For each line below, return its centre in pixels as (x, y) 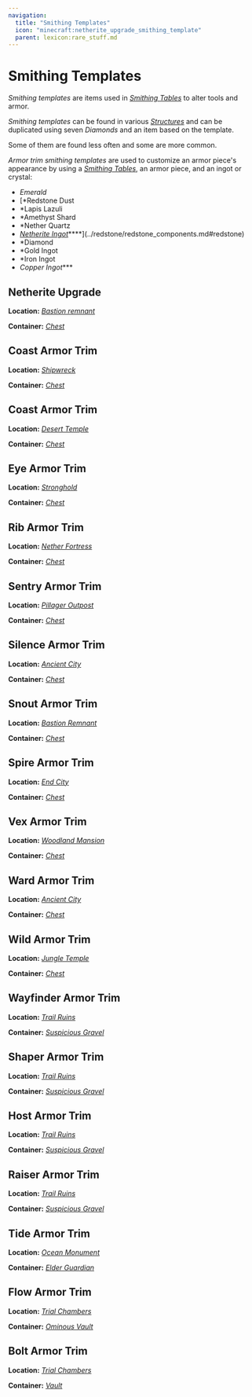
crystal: (20, 177)
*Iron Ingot (37, 259)
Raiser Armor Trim (54, 1174)
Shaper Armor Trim (56, 1057)
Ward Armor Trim (51, 880)
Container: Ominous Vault (51, 1326)
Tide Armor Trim (49, 1233)
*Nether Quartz (45, 225)
